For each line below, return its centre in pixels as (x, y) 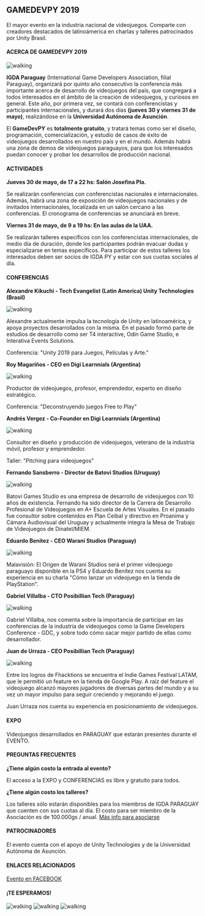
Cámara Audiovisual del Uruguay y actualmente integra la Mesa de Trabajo (101, 522)
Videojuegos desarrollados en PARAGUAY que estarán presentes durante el (102, 734)
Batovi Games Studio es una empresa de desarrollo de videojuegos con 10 (100, 497)
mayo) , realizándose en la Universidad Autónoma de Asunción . (88, 116)
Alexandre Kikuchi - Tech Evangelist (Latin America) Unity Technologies (100, 291)
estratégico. (21, 395)
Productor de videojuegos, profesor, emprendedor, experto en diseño (94, 388)
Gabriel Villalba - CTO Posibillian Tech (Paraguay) (71, 596)
